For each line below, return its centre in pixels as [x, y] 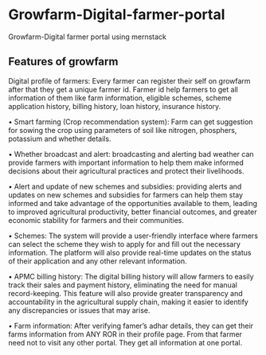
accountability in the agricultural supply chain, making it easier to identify [128, 302]
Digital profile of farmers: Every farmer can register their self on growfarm [129, 80]
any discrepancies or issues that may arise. [79, 310]
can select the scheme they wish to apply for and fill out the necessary [125, 244]
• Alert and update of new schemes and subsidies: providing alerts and [125, 186]
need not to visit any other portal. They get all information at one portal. [125, 342]
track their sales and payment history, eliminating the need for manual [123, 285]
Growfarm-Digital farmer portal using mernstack [88, 37]
